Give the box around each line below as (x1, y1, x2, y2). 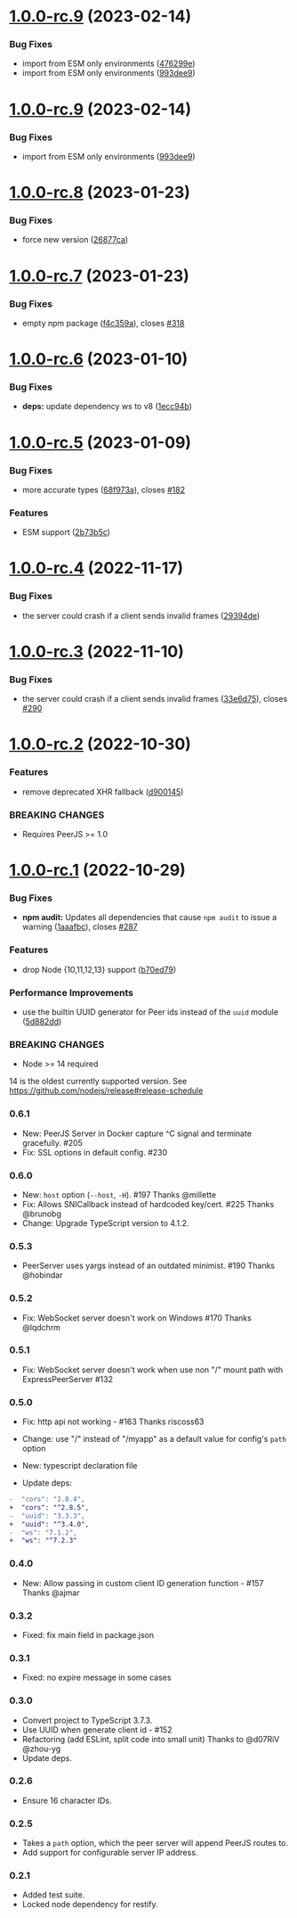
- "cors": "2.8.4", (9, 1495, 86, 1504)
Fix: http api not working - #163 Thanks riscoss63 (21, 1416, 205, 1428)
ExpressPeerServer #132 (21, 1373, 114, 1384)
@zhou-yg (21, 1743, 61, 1754)
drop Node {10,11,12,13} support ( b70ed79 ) (21, 964, 177, 975)
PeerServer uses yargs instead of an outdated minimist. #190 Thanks (21, 1260, 276, 1272)
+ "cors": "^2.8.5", (9, 1502, 90, 1512)
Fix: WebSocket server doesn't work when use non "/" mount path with (21, 1364, 284, 1375)
